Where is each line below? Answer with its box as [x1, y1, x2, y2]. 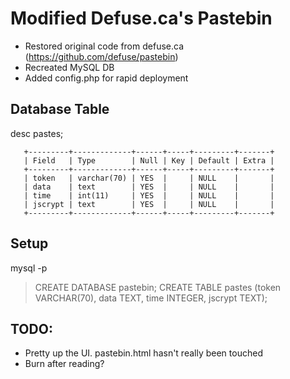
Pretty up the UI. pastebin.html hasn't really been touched [24, 347, 263, 359]
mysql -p [10, 262, 48, 274]
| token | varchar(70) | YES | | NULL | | [23, 173, 275, 183]
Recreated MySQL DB [24, 61, 115, 73]
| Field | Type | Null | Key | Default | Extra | [23, 155, 275, 166]
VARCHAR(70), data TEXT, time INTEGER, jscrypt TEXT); [34, 292, 268, 304]
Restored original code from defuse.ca [24, 40, 184, 52]
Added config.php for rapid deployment [24, 72, 189, 84]
